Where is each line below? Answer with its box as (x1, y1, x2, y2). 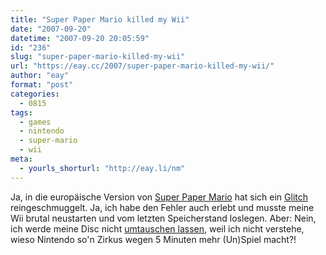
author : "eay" (10, 71, 70, 81)
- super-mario (19, 136, 78, 146)
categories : (10, 89, 60, 99)
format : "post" (10, 80, 74, 90)
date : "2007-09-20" (10, 24, 92, 34)
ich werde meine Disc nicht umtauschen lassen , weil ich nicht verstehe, (10, 222, 305, 235)
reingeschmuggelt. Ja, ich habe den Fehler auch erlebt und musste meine (10, 201, 315, 213)
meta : (10, 154, 33, 164)
